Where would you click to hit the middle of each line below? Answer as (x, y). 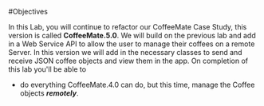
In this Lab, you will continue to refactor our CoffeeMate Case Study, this (128, 27)
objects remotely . (49, 93)
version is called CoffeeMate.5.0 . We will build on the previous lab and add (132, 35)
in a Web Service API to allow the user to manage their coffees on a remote (132, 44)
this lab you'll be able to (47, 69)
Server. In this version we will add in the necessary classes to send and (125, 52)
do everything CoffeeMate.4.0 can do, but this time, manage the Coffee (137, 84)
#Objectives (28, 12)
